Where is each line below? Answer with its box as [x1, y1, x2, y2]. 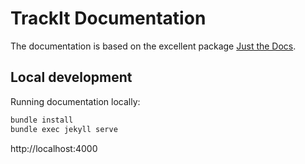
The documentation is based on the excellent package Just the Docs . [10, 40, 297, 52]
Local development [10, 69, 133, 86]
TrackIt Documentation [10, 7, 207, 30]
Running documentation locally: [10, 95, 141, 107]
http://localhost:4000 [10, 142, 98, 154]
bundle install [10, 115, 74, 125]
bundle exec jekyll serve [10, 124, 118, 134]
